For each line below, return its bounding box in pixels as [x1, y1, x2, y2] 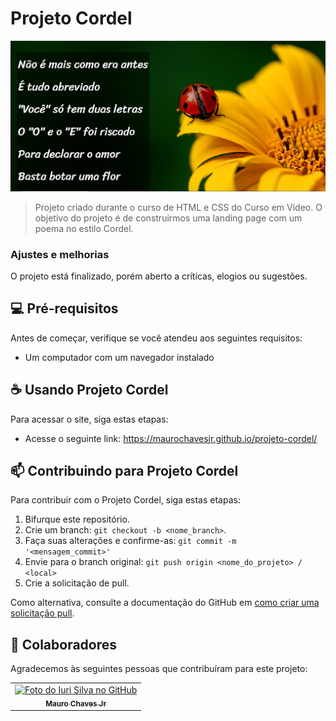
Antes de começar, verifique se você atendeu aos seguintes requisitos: [10, 332, 303, 344]
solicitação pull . [10, 607, 75, 619]
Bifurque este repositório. [24, 513, 130, 526]
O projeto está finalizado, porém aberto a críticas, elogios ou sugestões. [10, 270, 308, 282]
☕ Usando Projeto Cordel [10, 382, 169, 399]
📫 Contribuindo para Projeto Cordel [10, 462, 239, 479]
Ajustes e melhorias [10, 247, 110, 261]
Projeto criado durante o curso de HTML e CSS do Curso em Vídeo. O [34, 201, 323, 213]
